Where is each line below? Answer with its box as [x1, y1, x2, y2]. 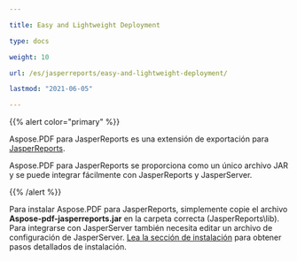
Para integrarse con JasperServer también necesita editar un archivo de [9, 223, 273, 234]
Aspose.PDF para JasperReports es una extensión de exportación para [9, 134, 269, 144]
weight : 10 [9, 52, 50, 62]
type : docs [9, 36, 50, 45]
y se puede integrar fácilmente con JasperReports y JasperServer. [9, 170, 253, 180]
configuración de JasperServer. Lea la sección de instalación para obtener [9, 232, 282, 243]
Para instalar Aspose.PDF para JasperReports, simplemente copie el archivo [9, 204, 288, 215]
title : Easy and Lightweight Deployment [9, 20, 161, 29]
